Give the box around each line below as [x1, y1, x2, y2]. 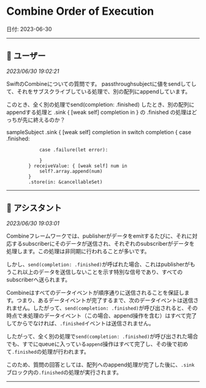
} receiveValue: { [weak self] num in [28, 162, 128, 169]
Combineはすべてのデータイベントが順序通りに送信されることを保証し [6, 289, 185, 296]
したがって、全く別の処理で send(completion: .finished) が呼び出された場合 [6, 332, 198, 340]
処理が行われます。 [42, 348, 90, 355]
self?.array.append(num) [39, 168, 103, 174]
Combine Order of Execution [6, 4, 154, 18]
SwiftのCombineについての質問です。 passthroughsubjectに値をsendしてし [6, 80, 197, 87]
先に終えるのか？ [22, 116, 66, 123]
